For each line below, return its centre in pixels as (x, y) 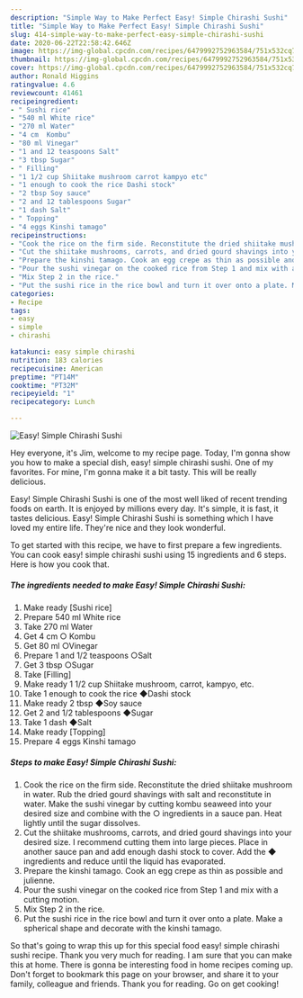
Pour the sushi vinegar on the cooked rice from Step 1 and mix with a (151, 890)
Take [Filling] (47, 674)
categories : (32, 293)
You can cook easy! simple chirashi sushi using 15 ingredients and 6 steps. (148, 555)
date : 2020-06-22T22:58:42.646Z (71, 43)
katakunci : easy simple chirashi (73, 352)
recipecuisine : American (57, 369)
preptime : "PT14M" (45, 377)
